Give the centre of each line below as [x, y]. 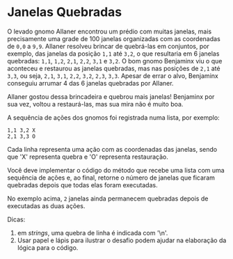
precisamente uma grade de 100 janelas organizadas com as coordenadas [114, 38]
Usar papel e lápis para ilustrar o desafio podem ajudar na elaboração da [122, 240]
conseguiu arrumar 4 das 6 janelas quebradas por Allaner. [90, 83]
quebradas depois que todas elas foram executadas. [82, 185]
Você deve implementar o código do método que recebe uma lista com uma [116, 170]
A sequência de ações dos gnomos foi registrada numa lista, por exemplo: [114, 117]
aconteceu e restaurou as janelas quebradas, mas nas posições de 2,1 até [114, 68]
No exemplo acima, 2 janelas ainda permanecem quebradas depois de [108, 198]
